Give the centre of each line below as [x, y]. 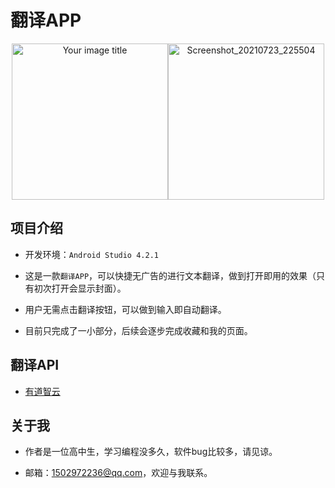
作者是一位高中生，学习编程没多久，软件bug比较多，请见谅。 [151, 452]
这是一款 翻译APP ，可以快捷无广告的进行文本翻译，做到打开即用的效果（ [170, 275]
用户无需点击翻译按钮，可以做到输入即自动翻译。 [125, 309]
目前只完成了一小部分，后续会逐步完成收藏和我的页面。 [138, 330]
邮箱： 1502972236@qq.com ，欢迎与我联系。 [118, 473]
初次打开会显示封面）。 [80, 288]
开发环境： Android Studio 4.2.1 [91, 254]
